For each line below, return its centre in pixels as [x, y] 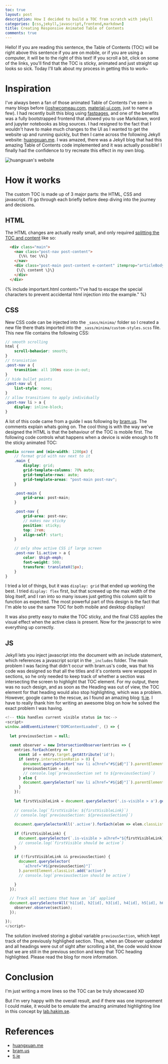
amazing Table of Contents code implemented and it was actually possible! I [83, 145]
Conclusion [29, 977]
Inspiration [28, 89]
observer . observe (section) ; [43, 908]
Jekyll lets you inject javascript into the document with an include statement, [84, 655]
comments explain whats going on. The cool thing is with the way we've [79, 426]
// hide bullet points [29, 379]
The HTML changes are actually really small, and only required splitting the [82, 232]
